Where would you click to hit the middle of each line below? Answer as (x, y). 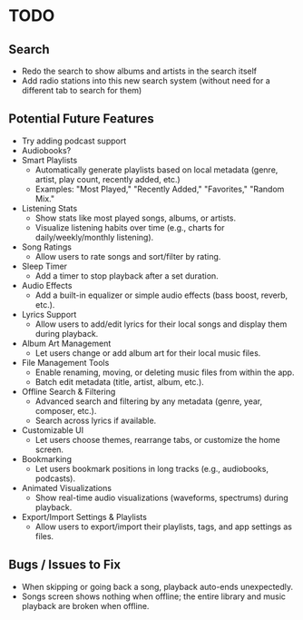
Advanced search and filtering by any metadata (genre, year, (149, 401)
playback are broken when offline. (85, 605)
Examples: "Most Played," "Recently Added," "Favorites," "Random (160, 189)
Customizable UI (53, 430)
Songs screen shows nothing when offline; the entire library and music (154, 596)
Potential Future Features (82, 119)
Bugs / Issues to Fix (65, 565)
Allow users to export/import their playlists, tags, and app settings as (163, 527)
